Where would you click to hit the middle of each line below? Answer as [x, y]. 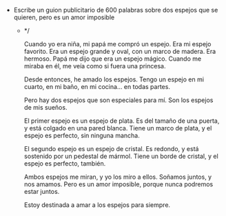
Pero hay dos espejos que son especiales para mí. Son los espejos [119, 100]
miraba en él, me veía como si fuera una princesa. [95, 66]
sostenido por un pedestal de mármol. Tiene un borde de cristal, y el [121, 156]
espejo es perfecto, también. [65, 164]
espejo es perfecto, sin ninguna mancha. [82, 135]
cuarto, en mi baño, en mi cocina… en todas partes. [97, 87]
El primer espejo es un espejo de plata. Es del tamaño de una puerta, [122, 121]
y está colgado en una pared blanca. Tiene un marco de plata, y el [118, 128]
